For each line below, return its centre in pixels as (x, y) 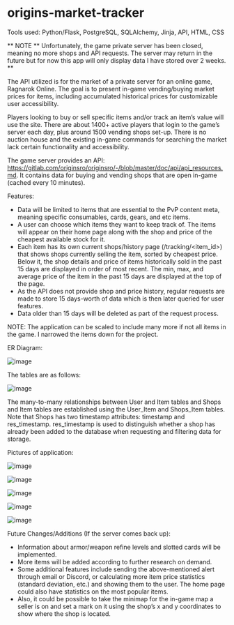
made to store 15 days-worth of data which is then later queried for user (120, 299)
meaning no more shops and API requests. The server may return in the (110, 53)
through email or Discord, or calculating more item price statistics (111, 576)
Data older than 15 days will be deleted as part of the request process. (118, 313)
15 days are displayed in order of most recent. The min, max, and (110, 269)
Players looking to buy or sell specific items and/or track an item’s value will (116, 117)
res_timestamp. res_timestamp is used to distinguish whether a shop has (111, 424)
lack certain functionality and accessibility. (69, 146)
